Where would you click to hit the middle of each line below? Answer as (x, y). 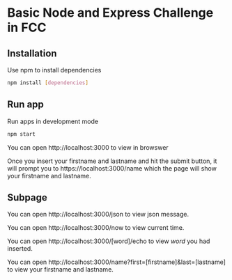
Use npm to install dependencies (54, 70)
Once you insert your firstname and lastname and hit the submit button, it (112, 161)
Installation (32, 53)
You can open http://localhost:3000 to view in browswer (88, 147)
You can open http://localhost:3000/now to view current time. (96, 228)
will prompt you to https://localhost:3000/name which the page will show (112, 168)
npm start (22, 134)
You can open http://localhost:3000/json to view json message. (98, 215)
